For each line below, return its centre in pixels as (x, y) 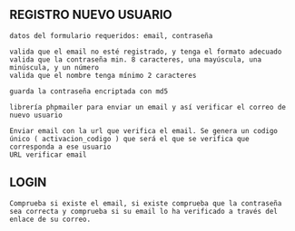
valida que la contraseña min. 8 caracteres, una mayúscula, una (135, 59)
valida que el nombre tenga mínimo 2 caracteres (103, 75)
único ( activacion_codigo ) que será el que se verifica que (129, 139)
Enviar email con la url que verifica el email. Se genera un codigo (144, 130)
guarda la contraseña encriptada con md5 (89, 91)
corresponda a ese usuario (60, 147)
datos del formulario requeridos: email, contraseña (111, 35)
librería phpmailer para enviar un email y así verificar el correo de (147, 107)
